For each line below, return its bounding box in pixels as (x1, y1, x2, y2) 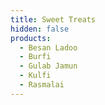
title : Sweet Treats (10, 14, 97, 25)
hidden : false (10, 24, 70, 34)
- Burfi (19, 52, 52, 62)
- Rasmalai (19, 80, 65, 90)
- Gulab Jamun (19, 61, 78, 71)
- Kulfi (19, 71, 52, 81)
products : (10, 33, 52, 43)
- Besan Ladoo (19, 42, 78, 53)
